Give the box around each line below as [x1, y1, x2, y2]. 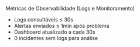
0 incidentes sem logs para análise [13, 35, 98, 41]
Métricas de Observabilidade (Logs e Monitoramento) [5, 5, 135, 12]
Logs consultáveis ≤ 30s [13, 16, 74, 23]
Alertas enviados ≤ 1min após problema [13, 23, 110, 29]
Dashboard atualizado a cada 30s [13, 28, 95, 35]
